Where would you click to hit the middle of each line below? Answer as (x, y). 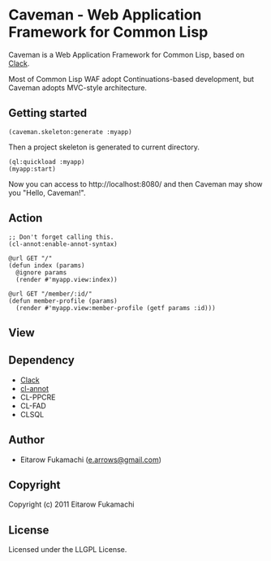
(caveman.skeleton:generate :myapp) (70, 132)
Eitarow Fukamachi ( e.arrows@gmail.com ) (91, 460)
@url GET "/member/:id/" (50, 294)
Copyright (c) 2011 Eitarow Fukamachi (71, 504)
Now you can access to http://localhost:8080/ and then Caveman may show (135, 183)
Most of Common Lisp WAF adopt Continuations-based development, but (131, 79)
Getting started (48, 113)
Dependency (41, 360)
